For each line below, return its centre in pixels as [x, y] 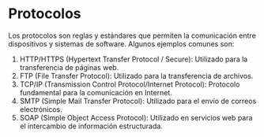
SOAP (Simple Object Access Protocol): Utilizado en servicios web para [136, 117]
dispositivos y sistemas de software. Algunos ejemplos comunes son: [121, 43]
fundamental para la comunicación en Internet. [96, 92]
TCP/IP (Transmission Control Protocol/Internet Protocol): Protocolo [130, 84]
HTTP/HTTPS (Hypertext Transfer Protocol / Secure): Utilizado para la [134, 59]
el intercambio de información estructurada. [91, 126]
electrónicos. [41, 109]
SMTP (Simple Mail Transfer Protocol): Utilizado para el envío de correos [138, 101]
